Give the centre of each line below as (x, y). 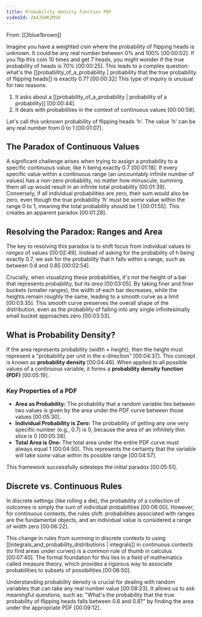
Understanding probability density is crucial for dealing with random (91, 582)
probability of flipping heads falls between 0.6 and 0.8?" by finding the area (100, 601)
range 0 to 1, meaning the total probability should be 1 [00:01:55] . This (93, 206)
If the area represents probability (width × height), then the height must (95, 349)
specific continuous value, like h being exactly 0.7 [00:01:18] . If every (92, 168)
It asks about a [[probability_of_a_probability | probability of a (91, 97)
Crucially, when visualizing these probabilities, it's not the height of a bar (96, 277)
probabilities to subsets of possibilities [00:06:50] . (69, 570)
